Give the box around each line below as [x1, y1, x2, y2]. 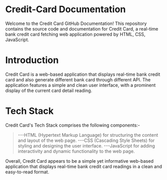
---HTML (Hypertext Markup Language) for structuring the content [17, 132, 158, 138]
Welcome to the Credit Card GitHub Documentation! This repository [5, 20, 147, 26]
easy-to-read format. [5, 169, 49, 175]
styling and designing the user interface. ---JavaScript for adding [17, 142, 155, 148]
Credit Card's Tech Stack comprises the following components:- [5, 122, 140, 128]
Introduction [5, 54, 59, 66]
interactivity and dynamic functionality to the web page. [17, 148, 135, 154]
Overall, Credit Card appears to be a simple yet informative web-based [5, 158, 154, 164]
